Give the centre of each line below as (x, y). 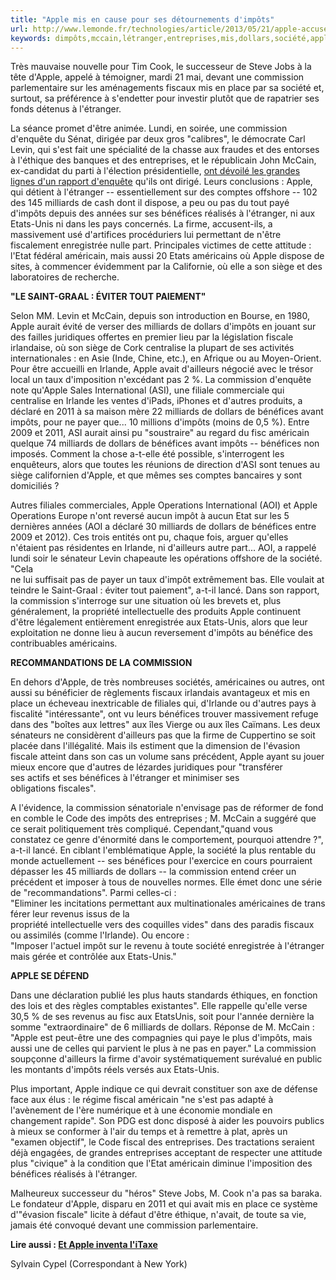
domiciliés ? (35, 486)
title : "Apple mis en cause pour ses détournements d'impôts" (142, 19)
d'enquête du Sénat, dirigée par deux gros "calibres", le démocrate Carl (158, 139)
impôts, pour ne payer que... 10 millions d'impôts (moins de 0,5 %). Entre (160, 422)
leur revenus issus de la (81, 914)
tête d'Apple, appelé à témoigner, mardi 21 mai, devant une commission (157, 77)
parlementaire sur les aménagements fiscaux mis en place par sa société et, (167, 88)
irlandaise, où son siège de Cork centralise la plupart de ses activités (152, 348)
